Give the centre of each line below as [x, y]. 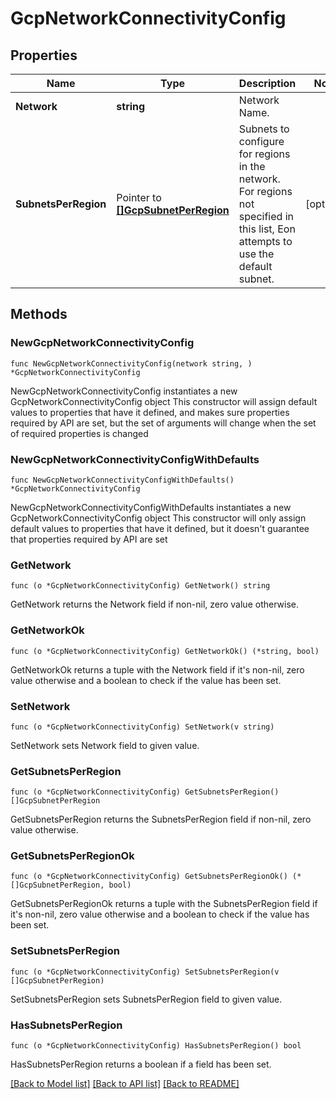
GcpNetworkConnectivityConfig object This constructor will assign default [164, 401]
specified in [266, 216]
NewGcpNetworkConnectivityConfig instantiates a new [124, 391]
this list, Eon [267, 229]
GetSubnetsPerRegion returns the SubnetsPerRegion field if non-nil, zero [161, 819]
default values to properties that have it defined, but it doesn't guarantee [160, 528]
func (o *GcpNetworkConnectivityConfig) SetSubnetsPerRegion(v [145, 972]
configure [261, 141]
